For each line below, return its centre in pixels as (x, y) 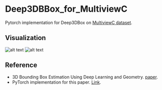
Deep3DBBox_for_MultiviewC (66, 9)
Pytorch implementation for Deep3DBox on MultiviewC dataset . (69, 22)
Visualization (26, 38)
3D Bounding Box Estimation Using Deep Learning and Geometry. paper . (85, 77)
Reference (21, 65)
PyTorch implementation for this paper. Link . (57, 82)
